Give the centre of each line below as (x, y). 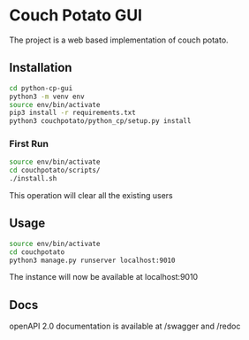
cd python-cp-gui (41, 88)
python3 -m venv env (47, 97)
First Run (29, 144)
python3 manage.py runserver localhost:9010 (92, 260)
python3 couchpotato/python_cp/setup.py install (100, 121)
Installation (41, 68)
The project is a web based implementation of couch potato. (119, 40)
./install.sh (33, 179)
